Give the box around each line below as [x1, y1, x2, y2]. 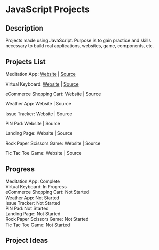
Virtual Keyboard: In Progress [5, 183, 67, 189]
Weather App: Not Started [5, 195, 59, 201]
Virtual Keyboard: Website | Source [5, 80, 79, 87]
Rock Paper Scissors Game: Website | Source [5, 140, 101, 146]
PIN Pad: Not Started [5, 205, 49, 211]
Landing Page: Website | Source [5, 130, 73, 136]
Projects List [5, 58, 46, 66]
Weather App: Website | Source [5, 100, 71, 106]
